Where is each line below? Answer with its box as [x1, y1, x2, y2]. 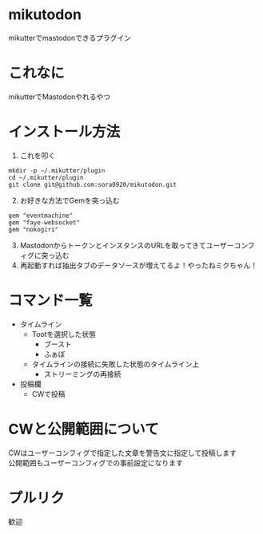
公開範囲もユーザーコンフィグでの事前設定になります [8, 457, 184, 468]
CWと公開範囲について [8, 420, 159, 438]
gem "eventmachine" [8, 212, 74, 220]
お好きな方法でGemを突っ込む [19, 196, 120, 205]
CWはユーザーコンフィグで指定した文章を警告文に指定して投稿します [8, 448, 237, 457]
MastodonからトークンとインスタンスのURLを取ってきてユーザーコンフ [19, 240, 255, 250]
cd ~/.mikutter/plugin [8, 173, 84, 181]
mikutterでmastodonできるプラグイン [8, 33, 132, 42]
